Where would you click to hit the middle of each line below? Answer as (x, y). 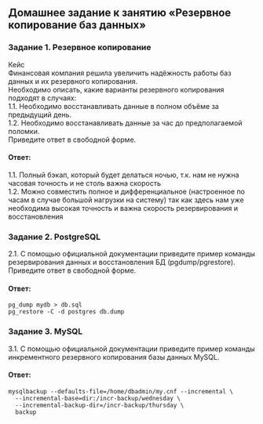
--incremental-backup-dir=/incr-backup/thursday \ (100, 405)
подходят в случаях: (42, 98)
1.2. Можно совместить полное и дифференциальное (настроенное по (127, 191)
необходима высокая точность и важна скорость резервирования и (123, 208)
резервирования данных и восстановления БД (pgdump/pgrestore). (122, 263)
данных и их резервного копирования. (73, 81)
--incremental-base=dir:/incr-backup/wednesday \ (98, 398)
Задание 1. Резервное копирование (80, 48)
